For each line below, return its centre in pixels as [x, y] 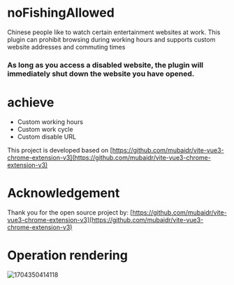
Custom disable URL [47, 137]
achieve [31, 103]
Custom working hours [50, 122]
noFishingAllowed [61, 13]
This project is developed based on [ [60, 150]
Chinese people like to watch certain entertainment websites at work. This [114, 32]
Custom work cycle [45, 129]
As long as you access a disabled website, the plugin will [105, 65]
